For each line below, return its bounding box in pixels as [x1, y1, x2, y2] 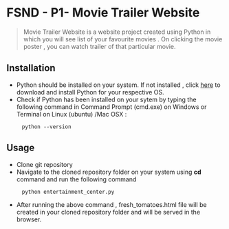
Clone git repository [16, 160, 73, 168]
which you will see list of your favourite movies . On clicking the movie [23, 34, 223, 43]
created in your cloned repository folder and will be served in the [16, 208, 201, 216]
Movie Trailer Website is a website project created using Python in [23, 28, 211, 36]
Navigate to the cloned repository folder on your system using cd [16, 168, 201, 176]
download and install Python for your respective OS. [16, 88, 164, 96]
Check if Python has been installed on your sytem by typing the [16, 95, 197, 103]
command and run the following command [16, 175, 137, 183]
